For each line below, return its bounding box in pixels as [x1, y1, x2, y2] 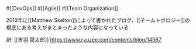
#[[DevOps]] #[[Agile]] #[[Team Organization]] [6, 5, 118, 12]
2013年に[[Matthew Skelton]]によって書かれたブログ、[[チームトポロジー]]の [6, 17, 190, 24]
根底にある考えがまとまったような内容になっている [6, 24, 129, 31]
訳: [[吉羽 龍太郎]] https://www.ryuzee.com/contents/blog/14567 [6, 36, 162, 43]
